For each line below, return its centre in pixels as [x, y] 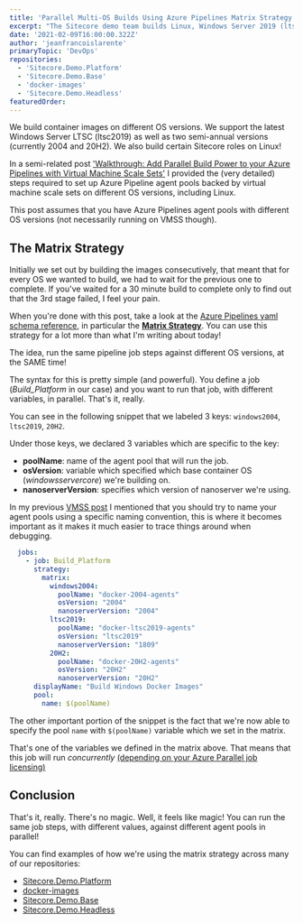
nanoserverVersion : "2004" [108, 611]
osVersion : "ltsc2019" [100, 636]
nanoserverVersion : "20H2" [108, 678]
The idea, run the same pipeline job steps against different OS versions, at [147, 353]
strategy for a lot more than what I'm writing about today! [115, 336]
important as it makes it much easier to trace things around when [130, 526]
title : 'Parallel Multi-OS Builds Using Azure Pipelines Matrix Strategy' [153, 18]
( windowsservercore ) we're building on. [96, 480]
